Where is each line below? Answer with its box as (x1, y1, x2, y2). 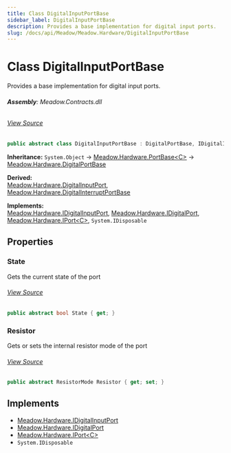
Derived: (7, 173, 32, 181)
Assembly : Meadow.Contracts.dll (7, 97, 102, 105)
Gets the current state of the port (7, 272, 101, 281)
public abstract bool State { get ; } (7, 310, 115, 316)
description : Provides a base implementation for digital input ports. (7, 23, 217, 30)
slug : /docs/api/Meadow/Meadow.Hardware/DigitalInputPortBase (7, 29, 189, 37)
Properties (7, 236, 54, 248)
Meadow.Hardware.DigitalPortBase (7, 160, 107, 168)
